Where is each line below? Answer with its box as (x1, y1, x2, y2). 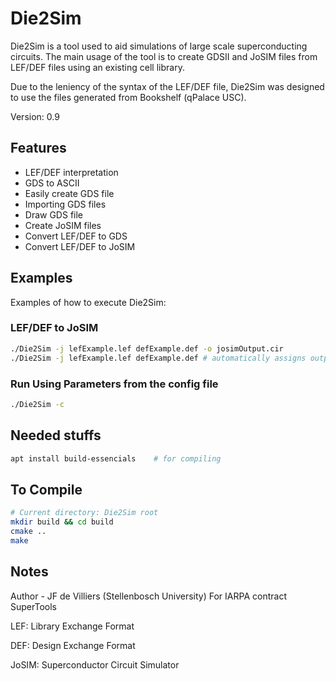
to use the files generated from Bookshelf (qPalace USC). (10, 91, 247, 103)
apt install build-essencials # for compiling (10, 453, 222, 464)
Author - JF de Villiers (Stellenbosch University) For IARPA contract (10, 590, 287, 602)
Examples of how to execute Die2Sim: (10, 296, 167, 308)
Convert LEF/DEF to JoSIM (24, 240, 136, 252)
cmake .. (10, 527, 47, 537)
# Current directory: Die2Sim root (10, 508, 159, 518)
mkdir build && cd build (10, 517, 114, 527)
